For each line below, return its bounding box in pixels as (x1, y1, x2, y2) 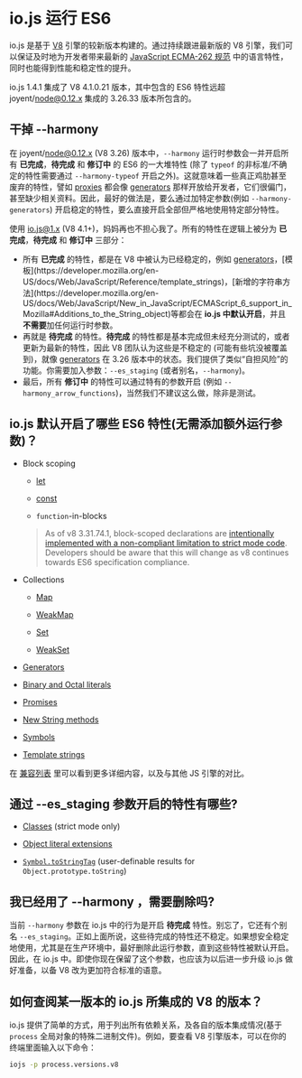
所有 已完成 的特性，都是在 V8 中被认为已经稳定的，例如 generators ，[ (22, 254, 286, 265)
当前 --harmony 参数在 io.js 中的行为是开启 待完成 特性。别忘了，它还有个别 (9, 920, 288, 931)
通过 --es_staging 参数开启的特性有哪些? (9, 796, 238, 812)
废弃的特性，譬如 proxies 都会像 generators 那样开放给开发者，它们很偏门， (9, 181, 291, 192)
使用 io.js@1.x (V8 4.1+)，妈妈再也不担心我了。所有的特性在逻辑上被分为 (9, 223, 278, 234)
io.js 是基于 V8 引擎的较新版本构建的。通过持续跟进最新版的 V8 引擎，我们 (9, 40, 286, 51)
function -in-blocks (35, 510, 107, 521)
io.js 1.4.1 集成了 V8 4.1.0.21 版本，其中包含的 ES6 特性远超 (9, 81, 225, 92)
